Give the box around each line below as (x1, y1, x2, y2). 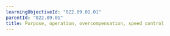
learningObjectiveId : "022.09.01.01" (5, 9, 102, 15)
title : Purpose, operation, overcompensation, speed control (5, 20, 165, 26)
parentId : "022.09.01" (5, 15, 63, 21)
